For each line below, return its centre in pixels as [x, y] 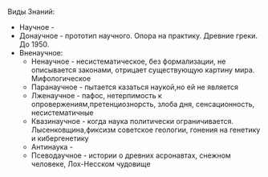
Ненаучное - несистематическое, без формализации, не [128, 61]
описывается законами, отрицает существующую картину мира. [143, 70]
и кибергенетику [60, 138]
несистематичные [62, 113]
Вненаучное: [41, 53]
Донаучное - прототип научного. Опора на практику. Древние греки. [138, 36]
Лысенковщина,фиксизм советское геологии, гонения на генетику [146, 130]
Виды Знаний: [31, 12]
